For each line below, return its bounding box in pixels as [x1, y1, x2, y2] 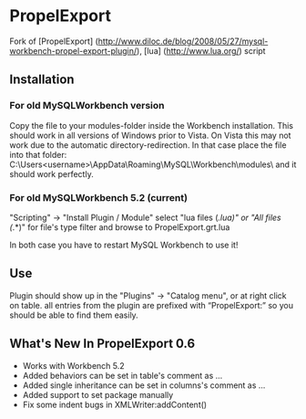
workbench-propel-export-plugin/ [9, 45, 138, 56]
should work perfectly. [9, 168, 94, 179]
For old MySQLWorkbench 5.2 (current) [9, 191, 189, 204]
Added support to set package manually [22, 389, 174, 400]
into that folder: [9, 149, 67, 160]
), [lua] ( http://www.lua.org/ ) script [136, 45, 266, 56]
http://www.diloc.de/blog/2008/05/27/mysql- [97, 36, 269, 47]
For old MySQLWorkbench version [9, 100, 165, 112]
